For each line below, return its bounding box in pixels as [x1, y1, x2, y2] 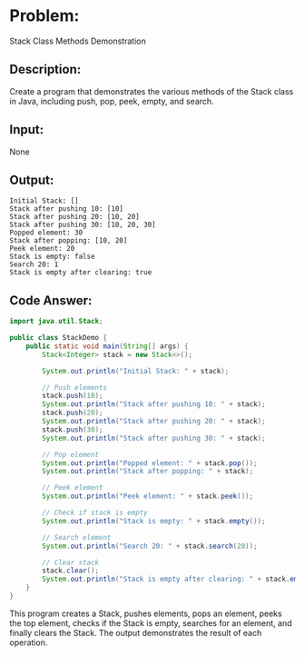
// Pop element [42, 450, 100, 459]
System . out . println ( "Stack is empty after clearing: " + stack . [42, 574, 290, 584]
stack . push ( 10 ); [42, 392, 103, 401]
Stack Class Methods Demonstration [9, 35, 147, 46]
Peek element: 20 [9, 244, 75, 254]
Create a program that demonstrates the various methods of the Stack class [9, 85, 294, 96]
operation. [9, 637, 48, 648]
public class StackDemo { [9, 333, 107, 343]
